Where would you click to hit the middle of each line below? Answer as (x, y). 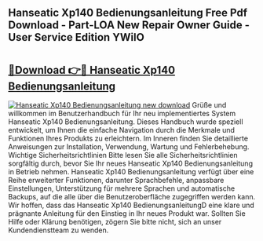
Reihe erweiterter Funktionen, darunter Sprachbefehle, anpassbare (116, 180)
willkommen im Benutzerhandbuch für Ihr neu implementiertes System (122, 113)
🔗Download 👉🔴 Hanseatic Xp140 (91, 70)
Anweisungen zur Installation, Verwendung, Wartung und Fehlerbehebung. (129, 147)
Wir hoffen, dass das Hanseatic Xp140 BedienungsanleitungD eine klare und (131, 205)
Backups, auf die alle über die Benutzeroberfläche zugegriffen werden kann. (132, 197)
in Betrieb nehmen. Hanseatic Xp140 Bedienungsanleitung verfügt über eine (131, 172)
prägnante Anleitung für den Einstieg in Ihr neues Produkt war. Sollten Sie (127, 214)
